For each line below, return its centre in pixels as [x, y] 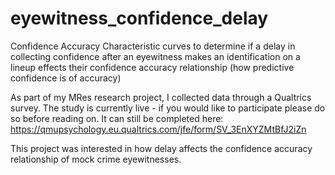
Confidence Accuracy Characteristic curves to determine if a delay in [153, 46]
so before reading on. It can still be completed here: [117, 118]
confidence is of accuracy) [66, 78]
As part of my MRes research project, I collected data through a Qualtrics [161, 97]
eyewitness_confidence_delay [139, 18]
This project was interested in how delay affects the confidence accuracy [161, 148]
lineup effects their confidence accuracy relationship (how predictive [152, 67]
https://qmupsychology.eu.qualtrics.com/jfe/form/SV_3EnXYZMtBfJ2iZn [158, 129]
